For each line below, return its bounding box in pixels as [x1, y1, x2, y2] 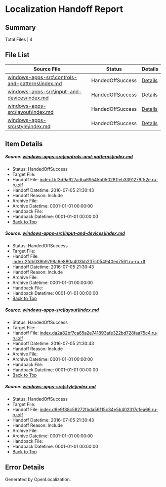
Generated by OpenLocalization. [5, 476, 71, 482]
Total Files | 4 [5, 36, 33, 42]
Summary [5, 23, 36, 32]
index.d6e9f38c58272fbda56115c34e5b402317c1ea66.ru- [40, 407, 158, 413]
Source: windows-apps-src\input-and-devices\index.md [5, 230, 125, 236]
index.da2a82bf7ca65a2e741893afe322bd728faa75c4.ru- [40, 330, 158, 336]
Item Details [5, 140, 43, 148]
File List [5, 51, 30, 59]
